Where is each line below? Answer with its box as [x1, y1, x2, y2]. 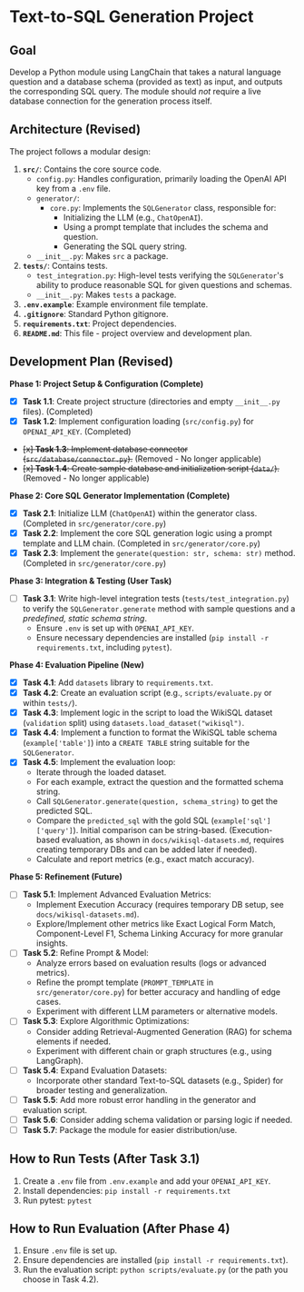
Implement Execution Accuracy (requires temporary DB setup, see [35, 899, 284, 910]
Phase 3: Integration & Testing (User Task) [9, 575, 172, 586]
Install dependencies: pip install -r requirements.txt [22, 1185, 231, 1196]
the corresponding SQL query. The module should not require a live [9, 86, 261, 96]
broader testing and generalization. [35, 1084, 168, 1096]
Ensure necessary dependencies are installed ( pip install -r [35, 632, 270, 642]
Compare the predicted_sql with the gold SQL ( [35, 815, 215, 826]
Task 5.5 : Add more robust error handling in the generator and [22, 1094, 257, 1105]
